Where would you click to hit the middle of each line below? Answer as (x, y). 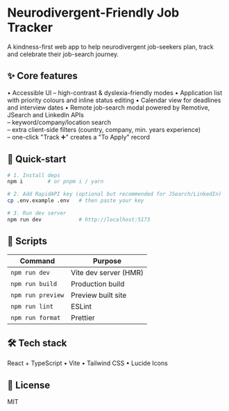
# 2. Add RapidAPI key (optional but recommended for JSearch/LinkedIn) (114, 194)
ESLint (81, 306)
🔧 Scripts (27, 241)
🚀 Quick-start (37, 159)
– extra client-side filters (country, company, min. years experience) (104, 129)
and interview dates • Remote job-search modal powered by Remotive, (109, 107)
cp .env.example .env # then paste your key (76, 201)
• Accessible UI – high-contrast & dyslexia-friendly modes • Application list (115, 92)
